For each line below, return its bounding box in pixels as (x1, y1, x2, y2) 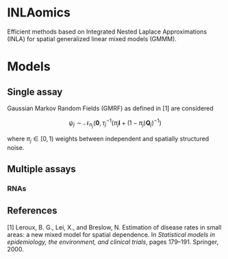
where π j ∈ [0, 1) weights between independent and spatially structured (7, 134, 210, 145)
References (7, 205, 58, 217)
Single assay (7, 86, 63, 97)
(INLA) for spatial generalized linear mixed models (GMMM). (7, 34, 177, 42)
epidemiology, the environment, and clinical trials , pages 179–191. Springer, (7, 238, 219, 246)
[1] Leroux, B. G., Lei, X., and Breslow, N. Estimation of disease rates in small (7, 223, 222, 231)
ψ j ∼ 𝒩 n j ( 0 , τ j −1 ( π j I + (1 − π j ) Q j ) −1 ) (68, 117, 162, 129)
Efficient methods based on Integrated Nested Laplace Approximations (7, 27, 207, 36)
